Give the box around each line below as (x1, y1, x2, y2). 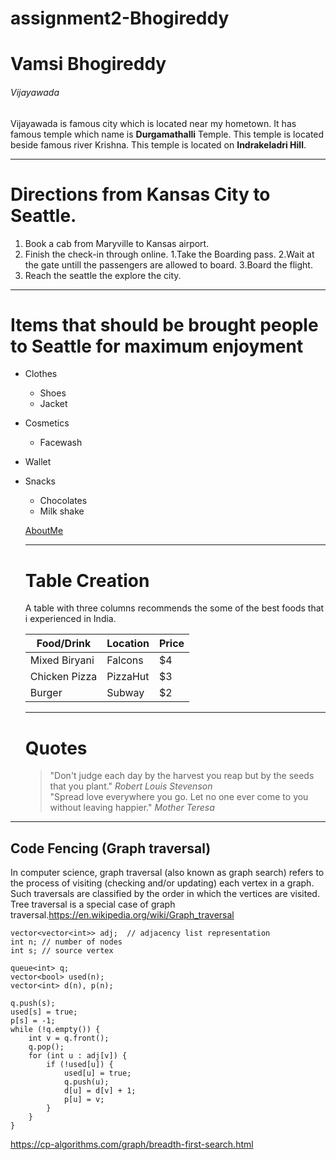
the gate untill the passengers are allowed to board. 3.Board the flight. (24, 258, 313, 271)
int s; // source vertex (10, 946, 114, 956)
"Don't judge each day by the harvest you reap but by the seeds (49, 770, 315, 782)
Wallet (24, 456, 52, 468)
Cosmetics (24, 417, 70, 429)
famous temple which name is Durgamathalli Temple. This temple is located (10, 128, 325, 140)
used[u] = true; (63, 1068, 132, 1079)
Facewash (39, 437, 83, 449)
